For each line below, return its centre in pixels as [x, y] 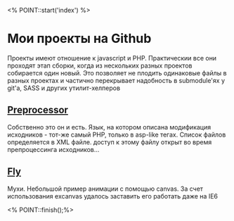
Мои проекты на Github [79, 39]
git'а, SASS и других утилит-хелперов [64, 88]
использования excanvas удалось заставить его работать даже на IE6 [113, 196]
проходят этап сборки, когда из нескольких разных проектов [100, 65]
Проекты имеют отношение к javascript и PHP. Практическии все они [112, 58]
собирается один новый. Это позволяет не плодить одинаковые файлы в [117, 72]
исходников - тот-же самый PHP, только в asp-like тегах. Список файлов [117, 134]
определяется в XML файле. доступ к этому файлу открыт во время [110, 142]
